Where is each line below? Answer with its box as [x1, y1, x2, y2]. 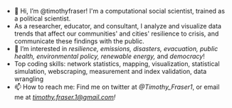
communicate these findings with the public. [14, 37, 144, 45]
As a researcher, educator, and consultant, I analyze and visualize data [14, 22, 222, 30]
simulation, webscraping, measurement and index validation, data [14, 67, 207, 75]
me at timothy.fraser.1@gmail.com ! [14, 93, 116, 101]
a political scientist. [14, 14, 71, 23]
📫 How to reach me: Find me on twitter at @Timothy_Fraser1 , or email [14, 82, 220, 91]
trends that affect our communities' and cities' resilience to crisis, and [14, 29, 219, 38]
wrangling [14, 75, 44, 83]
